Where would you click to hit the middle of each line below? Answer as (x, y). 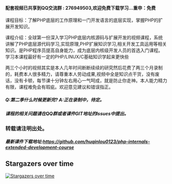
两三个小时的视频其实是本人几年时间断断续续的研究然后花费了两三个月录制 (84, 68)
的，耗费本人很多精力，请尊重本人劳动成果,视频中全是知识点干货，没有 (80, 74)
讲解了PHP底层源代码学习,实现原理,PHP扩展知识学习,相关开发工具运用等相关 (86, 44)
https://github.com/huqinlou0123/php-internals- (97, 142)
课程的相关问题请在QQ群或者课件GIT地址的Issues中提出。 (67, 114)
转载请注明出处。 (26, 128)
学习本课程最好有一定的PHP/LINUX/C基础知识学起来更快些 (67, 57)
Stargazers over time (40, 164)
